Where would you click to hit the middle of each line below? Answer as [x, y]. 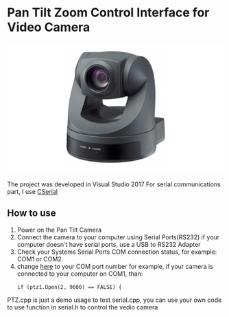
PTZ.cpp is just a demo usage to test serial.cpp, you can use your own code [114, 300]
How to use [32, 214]
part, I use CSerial [33, 191]
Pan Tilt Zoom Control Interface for [108, 13]
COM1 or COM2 [39, 259]
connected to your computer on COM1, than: [80, 274]
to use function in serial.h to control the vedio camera [83, 307]
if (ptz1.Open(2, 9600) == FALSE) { [69, 287]
